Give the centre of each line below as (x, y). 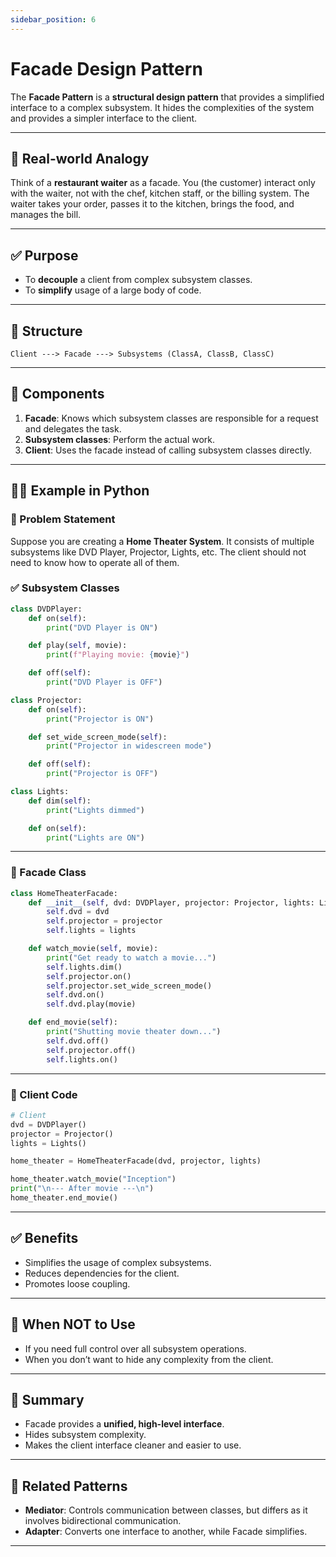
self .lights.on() (82, 1059)
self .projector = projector (104, 921)
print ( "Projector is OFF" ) (102, 774)
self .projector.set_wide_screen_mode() (129, 986)
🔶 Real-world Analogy (80, 158)
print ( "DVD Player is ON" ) (102, 627)
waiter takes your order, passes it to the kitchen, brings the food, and (152, 204)
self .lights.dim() (84, 967)
